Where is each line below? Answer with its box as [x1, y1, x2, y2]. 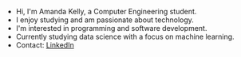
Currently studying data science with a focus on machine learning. [15, 32, 235, 41]
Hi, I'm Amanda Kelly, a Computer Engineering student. [15, 7, 197, 16]
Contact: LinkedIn [15, 40, 74, 50]
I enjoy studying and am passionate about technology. [15, 15, 194, 25]
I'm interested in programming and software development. [15, 24, 207, 32]
